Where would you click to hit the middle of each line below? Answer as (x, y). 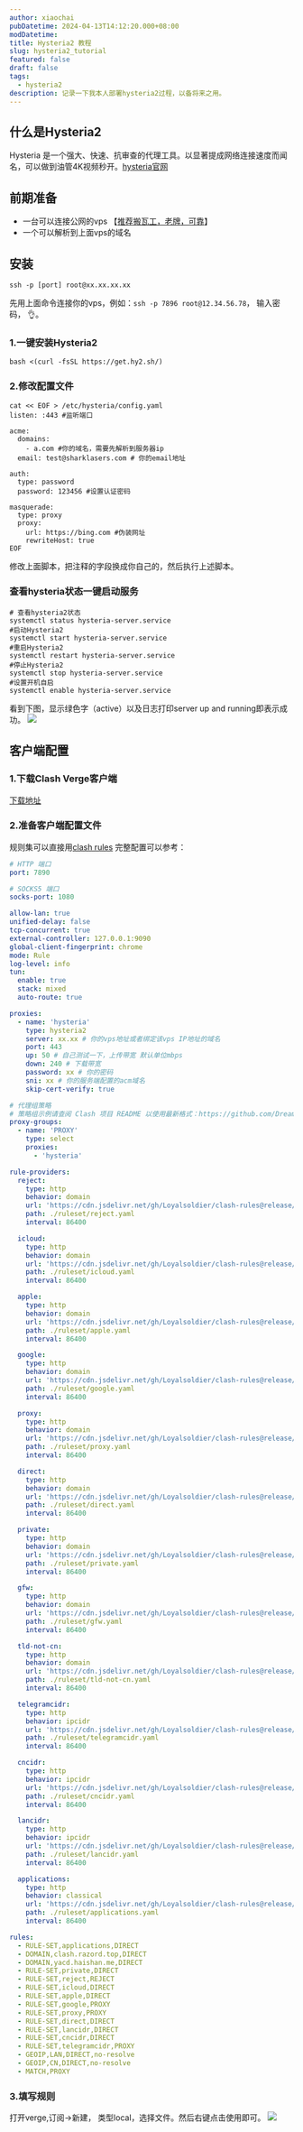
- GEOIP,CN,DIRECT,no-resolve (74, 2063)
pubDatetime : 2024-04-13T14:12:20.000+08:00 (94, 26)
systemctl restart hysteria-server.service (92, 655)
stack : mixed (42, 989)
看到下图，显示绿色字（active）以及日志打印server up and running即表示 (145, 708)
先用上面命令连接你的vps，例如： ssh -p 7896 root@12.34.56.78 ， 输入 (141, 302)
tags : (19, 77)
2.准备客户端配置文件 (55, 826)
